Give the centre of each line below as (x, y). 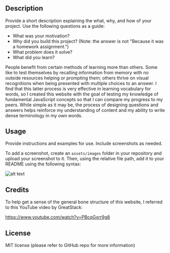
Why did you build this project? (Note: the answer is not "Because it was (88, 41)
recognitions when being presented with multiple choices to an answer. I (81, 83)
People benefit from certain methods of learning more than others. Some (81, 67)
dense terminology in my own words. (44, 115)
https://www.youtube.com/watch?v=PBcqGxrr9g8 (58, 217)
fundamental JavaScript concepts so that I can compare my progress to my (84, 99)
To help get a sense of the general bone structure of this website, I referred (84, 202)
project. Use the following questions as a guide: (55, 26)
